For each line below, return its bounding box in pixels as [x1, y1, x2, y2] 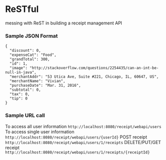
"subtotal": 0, [9, 87, 41, 93]
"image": [9, 66, 28, 71]
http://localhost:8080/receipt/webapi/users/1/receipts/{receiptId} [5, 150, 150, 155]
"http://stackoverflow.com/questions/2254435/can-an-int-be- [29, 66, 159, 71]
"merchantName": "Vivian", [9, 79, 66, 84]
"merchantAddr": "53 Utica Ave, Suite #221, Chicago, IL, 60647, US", [9, 74, 159, 79]
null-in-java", [5, 70, 37, 75]
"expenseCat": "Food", [9, 52, 57, 58]
